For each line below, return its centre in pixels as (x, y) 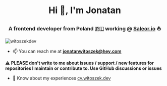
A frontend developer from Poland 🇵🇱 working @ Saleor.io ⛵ (85, 29)
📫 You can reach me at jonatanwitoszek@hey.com (67, 51)
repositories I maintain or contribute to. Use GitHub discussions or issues (84, 68)
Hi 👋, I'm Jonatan (85, 10)
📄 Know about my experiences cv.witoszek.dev (62, 78)
